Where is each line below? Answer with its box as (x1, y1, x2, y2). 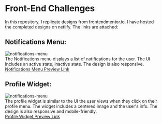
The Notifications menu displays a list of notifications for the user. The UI (5, 56, 151, 62)
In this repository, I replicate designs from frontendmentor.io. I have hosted (5, 19, 154, 25)
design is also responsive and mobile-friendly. (5, 108, 97, 114)
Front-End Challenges (5, 3, 95, 14)
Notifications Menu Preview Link (5, 66, 70, 72)
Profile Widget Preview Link (5, 113, 60, 119)
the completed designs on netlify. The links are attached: (5, 24, 118, 29)
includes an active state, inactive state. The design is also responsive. (5, 61, 144, 67)
